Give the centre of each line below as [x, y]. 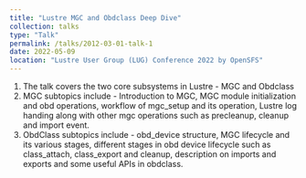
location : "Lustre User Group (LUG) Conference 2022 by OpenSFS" [136, 60]
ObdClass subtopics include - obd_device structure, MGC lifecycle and [156, 135]
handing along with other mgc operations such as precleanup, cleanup [156, 115]
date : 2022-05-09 [42, 52]
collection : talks [44, 26]
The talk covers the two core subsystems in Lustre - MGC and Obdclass [158, 86]
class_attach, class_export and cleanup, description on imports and [149, 154]
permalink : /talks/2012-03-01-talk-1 [81, 43]
